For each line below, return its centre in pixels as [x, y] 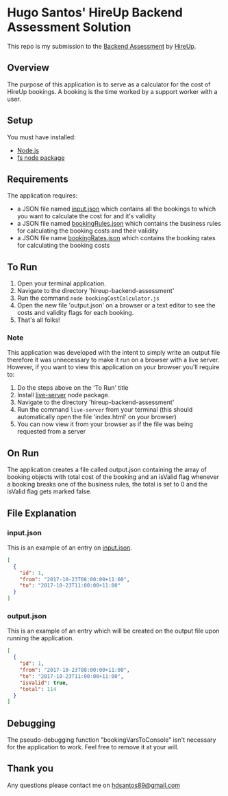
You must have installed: [42, 137]
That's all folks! [38, 320]
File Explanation [42, 513]
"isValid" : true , [44, 683]
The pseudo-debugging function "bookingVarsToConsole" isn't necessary [112, 740]
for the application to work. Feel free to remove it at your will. [93, 747]
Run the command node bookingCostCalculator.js [88, 298]
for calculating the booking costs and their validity [88, 231]
